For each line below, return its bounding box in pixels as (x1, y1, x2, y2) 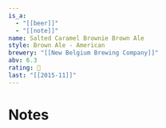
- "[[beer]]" (15, 19, 59, 27)
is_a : (8, 11, 26, 20)
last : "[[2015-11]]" (8, 71, 77, 79)
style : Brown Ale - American (8, 42, 105, 50)
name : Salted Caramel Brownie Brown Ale (8, 34, 145, 42)
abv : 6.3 (8, 57, 38, 65)
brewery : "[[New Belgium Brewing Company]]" (8, 49, 159, 57)
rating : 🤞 (8, 64, 41, 72)
